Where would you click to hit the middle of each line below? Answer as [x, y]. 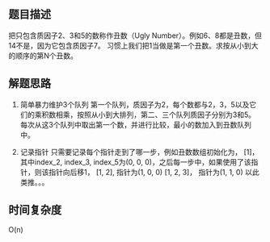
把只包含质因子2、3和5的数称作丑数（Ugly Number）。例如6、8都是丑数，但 [135, 35]
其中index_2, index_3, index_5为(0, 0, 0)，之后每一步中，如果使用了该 [135, 162]
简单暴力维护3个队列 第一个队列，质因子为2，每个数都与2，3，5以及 [135, 104]
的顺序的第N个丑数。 [43, 56]
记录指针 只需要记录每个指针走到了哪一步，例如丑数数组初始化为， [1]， [139, 152]
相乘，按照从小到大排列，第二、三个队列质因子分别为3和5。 [156, 115]
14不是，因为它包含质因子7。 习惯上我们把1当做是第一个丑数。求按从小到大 [133, 45]
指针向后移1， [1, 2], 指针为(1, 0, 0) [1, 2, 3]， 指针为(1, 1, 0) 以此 [154, 172]
